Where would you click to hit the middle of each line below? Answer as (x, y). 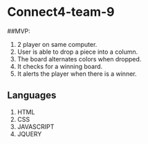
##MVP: (19, 31)
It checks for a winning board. (60, 66)
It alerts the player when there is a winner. (77, 74)
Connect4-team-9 (61, 12)
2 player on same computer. (57, 44)
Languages (32, 95)
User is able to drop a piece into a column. (77, 52)
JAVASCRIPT (36, 126)
